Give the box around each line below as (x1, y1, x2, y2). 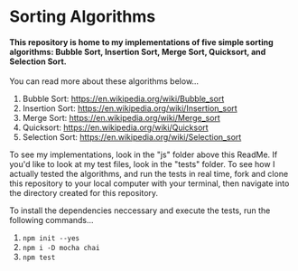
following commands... (9, 215, 94, 226)
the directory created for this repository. (9, 188, 159, 199)
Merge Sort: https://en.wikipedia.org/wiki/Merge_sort (22, 113, 221, 124)
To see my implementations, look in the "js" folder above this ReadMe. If (9, 149, 278, 160)
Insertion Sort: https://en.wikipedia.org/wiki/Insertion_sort (22, 103, 237, 114)
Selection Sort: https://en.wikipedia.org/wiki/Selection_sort (22, 132, 242, 143)
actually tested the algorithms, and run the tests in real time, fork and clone (9, 169, 289, 180)
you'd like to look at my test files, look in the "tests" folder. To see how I (9, 159, 275, 170)
